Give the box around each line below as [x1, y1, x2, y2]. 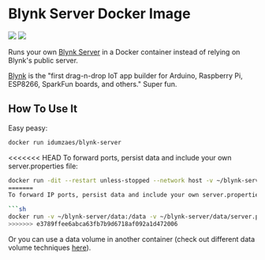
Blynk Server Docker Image [8, 5, 191, 23]
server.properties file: [8, 161, 79, 171]
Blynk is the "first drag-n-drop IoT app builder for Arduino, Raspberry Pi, [8, 70, 243, 80]
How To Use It [8, 102, 77, 115]
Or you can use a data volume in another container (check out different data [8, 234, 256, 243]
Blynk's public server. [8, 55, 79, 65]
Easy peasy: [8, 123, 48, 133]
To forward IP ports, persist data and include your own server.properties [8, 191, 263, 199]
